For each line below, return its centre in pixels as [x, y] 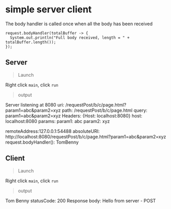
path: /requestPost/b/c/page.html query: [105, 110]
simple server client [49, 10]
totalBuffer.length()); [31, 42]
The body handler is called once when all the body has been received [79, 24]
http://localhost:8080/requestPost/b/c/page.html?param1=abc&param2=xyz [86, 136]
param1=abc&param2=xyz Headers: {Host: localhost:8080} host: [74, 116]
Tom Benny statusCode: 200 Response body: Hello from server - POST [81, 201]
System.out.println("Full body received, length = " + [70, 38]
